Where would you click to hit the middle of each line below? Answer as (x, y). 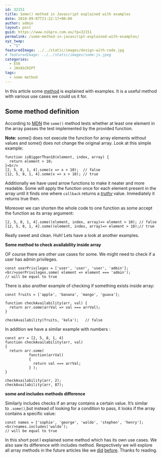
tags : (10, 73)
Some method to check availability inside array (53, 245)
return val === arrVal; (57, 363)
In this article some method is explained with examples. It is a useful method (81, 91)
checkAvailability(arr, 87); (34, 385)
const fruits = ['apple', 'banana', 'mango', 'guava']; (62, 294)
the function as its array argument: (39, 213)
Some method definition (42, 111)
